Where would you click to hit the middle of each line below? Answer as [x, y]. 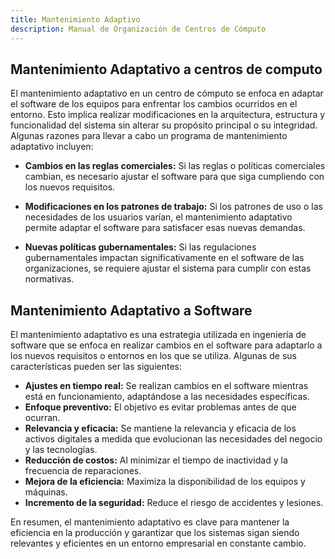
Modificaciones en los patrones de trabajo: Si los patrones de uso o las [173, 207]
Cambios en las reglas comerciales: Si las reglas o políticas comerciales [175, 166]
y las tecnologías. [61, 450]
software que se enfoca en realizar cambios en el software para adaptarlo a [166, 345]
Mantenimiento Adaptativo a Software [131, 310]
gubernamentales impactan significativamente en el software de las [164, 258]
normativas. [49, 279]
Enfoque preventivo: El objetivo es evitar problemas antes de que [160, 407]
